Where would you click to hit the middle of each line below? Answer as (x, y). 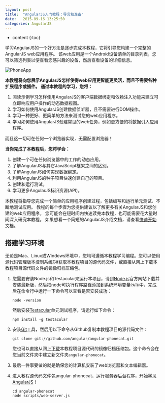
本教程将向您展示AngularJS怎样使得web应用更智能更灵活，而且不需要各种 (81, 80)
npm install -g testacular (40, 320)
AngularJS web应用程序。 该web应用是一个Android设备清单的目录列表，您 (81, 54)
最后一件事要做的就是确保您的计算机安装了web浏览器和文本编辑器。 (81, 365)
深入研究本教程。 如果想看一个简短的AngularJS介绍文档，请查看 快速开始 (83, 220)
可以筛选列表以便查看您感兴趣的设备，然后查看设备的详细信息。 (70, 60)
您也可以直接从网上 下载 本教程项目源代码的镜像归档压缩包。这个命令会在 (85, 349)
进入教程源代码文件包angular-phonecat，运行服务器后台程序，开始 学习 (84, 376)
